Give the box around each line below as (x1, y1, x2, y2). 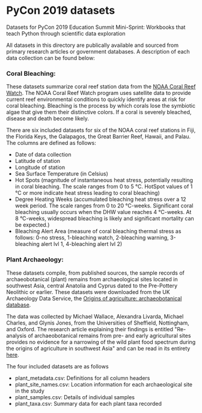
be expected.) (14, 221, 50, 228)
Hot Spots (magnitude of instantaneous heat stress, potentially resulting (14, 177, 194, 184)
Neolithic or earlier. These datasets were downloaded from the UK (6, 288, 170, 295)
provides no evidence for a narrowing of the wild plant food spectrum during (6, 338, 196, 346)
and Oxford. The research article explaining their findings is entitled (6, 325, 173, 332)
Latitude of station (14, 158, 61, 165)
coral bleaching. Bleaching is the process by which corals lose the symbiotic (6, 102, 195, 109)
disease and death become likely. (6, 115, 89, 122)
